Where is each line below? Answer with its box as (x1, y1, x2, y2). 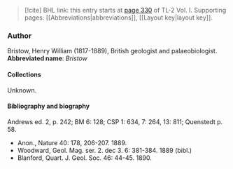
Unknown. (7, 86, 37, 94)
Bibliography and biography (7, 102, 90, 111)
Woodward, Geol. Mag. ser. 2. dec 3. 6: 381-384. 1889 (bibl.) (17, 146, 192, 154)
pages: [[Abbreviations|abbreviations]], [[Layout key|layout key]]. (24, 13, 213, 22)
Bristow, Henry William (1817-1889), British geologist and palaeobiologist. (7, 47, 218, 55)
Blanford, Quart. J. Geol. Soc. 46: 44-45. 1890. (17, 154, 153, 162)
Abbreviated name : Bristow (7, 54, 87, 62)
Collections (7, 70, 42, 79)
